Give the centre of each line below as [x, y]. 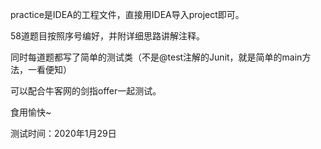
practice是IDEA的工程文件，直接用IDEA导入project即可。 [127, 14]
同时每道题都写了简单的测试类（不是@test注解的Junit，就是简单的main [156, 57]
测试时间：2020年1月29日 [63, 133]
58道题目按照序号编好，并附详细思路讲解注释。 [107, 36]
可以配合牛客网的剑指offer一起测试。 [86, 91]
